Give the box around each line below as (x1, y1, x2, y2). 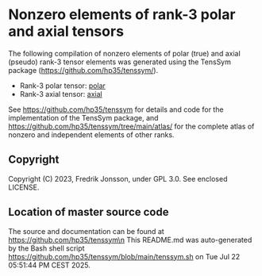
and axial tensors (8, 22, 125, 40)
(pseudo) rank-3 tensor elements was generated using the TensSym (8, 57, 232, 67)
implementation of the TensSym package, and (8, 113, 159, 122)
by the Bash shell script (8, 243, 85, 253)
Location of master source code (8, 205, 169, 219)
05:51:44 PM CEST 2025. (8, 260, 91, 270)
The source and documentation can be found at (8, 226, 164, 236)
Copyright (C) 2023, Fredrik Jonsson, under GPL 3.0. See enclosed (8, 174, 228, 183)
